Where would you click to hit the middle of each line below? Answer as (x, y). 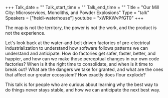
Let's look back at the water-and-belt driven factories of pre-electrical (78, 43)
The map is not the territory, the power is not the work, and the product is (81, 28)
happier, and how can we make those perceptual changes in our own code (82, 59)
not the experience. (25, 33)
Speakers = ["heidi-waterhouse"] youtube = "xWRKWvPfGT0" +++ (74, 18)
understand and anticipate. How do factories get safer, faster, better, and (80, 53)
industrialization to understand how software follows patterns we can (76, 48)
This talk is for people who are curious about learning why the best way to (82, 84)
